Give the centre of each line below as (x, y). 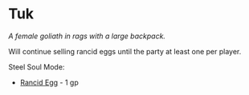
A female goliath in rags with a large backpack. (87, 36)
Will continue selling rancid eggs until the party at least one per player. (125, 51)
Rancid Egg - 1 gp (49, 82)
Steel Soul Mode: (37, 67)
